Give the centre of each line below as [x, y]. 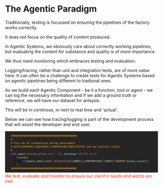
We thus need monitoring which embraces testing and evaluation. [71, 61]
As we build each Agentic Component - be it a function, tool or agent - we [79, 90]
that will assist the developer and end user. [48, 124]
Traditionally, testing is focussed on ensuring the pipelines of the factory [77, 22]
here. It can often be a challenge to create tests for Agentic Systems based [80, 75]
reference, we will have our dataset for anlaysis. [53, 100]
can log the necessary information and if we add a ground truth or [71, 95]
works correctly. [21, 27]
